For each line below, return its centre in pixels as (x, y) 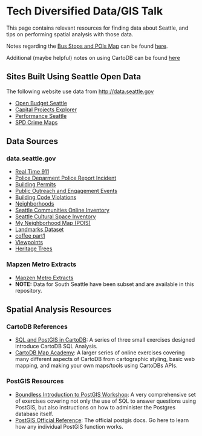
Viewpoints (29, 242)
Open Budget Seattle (41, 103)
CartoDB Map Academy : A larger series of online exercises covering (100, 353)
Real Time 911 (32, 172)
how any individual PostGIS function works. (69, 426)
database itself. (34, 414)
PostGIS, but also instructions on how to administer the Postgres (95, 407)
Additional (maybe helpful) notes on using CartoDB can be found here (93, 57)
